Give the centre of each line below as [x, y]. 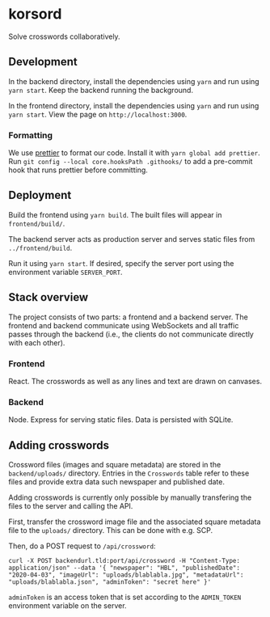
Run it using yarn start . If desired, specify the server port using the [121, 263]
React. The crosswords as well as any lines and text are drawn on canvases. [135, 381]
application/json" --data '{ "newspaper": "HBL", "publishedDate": [124, 568]
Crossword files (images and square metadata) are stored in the [115, 465]
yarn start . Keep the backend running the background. [101, 90]
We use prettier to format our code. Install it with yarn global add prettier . [134, 153]
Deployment [40, 195]
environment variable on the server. [67, 606]
